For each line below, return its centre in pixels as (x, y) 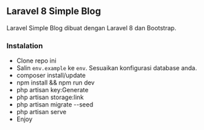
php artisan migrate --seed (55, 105)
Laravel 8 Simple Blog (54, 11)
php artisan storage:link (50, 97)
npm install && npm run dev (55, 83)
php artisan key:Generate (52, 90)
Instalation (25, 45)
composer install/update (51, 76)
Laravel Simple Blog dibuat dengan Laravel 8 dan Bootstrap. (91, 28)
